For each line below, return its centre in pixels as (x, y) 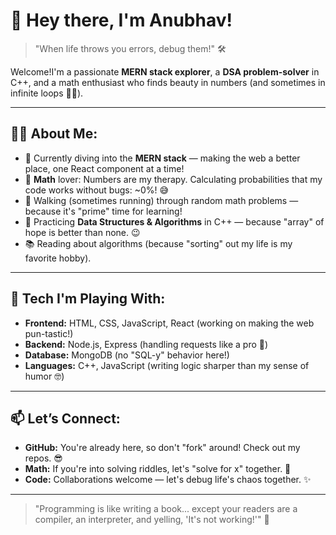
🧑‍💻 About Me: (54, 134)
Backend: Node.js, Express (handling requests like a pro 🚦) (146, 344)
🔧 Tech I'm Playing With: (88, 299)
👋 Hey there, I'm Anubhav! (121, 20)
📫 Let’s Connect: (65, 418)
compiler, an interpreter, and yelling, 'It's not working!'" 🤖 (152, 520)
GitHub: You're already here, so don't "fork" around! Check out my (162, 448)
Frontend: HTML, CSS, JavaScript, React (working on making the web (169, 323)
